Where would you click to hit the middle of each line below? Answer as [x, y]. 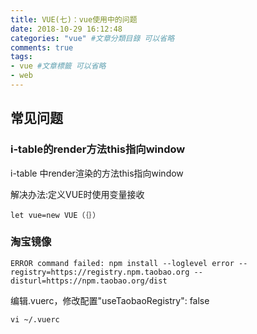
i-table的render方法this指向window [98, 149]
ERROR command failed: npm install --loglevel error [122, 263]
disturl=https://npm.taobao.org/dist [89, 281]
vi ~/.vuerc [35, 319]
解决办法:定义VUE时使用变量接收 [77, 194]
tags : [21, 57]
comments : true [42, 47]
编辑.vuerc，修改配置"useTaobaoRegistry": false [110, 300]
